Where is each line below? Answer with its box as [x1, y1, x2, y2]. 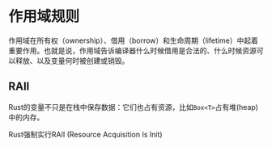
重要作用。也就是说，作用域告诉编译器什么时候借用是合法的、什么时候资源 [8, 45, 257, 55]
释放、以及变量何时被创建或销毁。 [15, 56, 130, 65]
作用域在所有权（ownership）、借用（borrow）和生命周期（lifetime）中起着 [8, 36, 259, 45]
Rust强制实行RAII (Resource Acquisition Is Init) [8, 129, 164, 139]
